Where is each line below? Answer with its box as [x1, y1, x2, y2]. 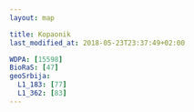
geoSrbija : [9, 72, 51, 81]
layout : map [9, 13, 55, 23]
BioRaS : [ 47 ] [9, 63, 59, 73]
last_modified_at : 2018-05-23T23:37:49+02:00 [9, 38, 185, 47]
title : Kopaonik [9, 29, 71, 39]
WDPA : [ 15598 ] [9, 55, 64, 64]
